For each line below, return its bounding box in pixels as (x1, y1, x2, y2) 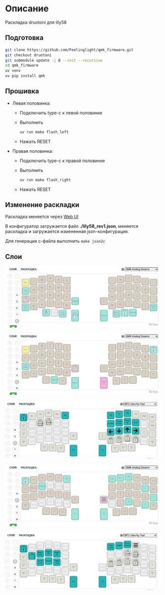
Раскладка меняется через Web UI (5, 213, 79, 220)
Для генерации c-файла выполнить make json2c (5, 238, 105, 244)
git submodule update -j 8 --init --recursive (5, 58, 103, 63)
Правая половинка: (12, 148, 53, 154)
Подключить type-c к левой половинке (19, 110, 103, 116)
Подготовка (5, 34, 43, 42)
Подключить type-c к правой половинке (19, 158, 105, 164)
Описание (5, 3, 49, 14)
